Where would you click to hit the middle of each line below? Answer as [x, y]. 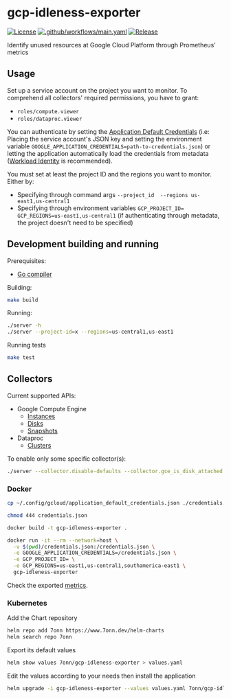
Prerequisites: [27, 261]
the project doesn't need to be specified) [75, 222]
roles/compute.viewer [48, 111]
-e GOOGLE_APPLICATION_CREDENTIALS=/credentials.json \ [95, 553]
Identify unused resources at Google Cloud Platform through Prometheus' [112, 45]
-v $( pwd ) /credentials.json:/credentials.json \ [84, 547]
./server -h [24, 325]
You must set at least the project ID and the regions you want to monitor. [109, 174]
